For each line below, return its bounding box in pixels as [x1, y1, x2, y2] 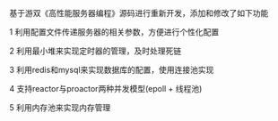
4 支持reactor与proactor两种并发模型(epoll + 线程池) [9, 84, 203, 93]
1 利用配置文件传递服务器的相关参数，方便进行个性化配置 [9, 27, 220, 37]
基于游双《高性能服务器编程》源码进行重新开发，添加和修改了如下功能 [9, 8, 269, 18]
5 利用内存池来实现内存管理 [9, 102, 111, 113]
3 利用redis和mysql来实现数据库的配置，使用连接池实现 [9, 65, 214, 75]
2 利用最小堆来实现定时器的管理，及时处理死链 [9, 45, 182, 56]
